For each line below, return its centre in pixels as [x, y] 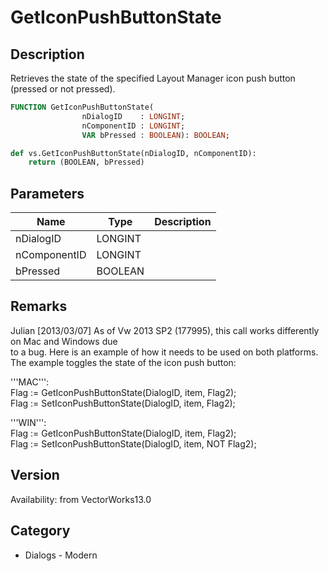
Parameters [47, 193]
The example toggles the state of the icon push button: [123, 362]
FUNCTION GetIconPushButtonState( [82, 107]
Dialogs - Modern [61, 555]
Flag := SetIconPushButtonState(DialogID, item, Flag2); [123, 403]
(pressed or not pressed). [63, 89]
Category [40, 531]
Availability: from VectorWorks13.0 [81, 499]
